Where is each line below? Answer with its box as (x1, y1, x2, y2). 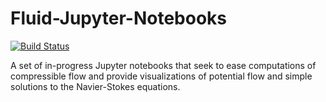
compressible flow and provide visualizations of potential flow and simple (10, 70, 313, 82)
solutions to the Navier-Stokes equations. (10, 80, 181, 92)
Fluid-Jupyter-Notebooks (10, 7, 228, 30)
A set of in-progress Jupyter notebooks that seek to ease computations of (10, 59, 317, 71)
